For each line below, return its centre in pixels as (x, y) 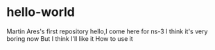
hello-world (41, 12)
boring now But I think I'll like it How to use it (70, 38)
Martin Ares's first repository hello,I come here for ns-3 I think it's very (107, 31)
